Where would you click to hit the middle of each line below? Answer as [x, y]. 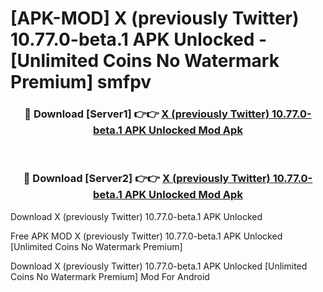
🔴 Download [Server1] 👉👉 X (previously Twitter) [147, 114]
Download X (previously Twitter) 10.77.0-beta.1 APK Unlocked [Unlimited [159, 266]
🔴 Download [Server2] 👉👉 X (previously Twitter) [147, 179]
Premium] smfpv [81, 82]
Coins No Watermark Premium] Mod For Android [110, 276]
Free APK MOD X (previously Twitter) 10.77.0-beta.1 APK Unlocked [146, 236]
